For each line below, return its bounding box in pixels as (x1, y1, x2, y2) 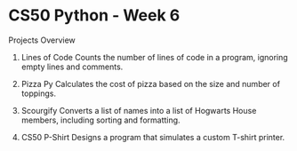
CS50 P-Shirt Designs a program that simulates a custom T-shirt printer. (20, 131, 285, 142)
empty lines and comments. (20, 61, 124, 72)
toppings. (20, 88, 57, 99)
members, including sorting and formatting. (20, 115, 181, 125)
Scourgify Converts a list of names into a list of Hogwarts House (20, 105, 257, 115)
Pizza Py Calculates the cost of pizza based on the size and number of (20, 78, 281, 89)
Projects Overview (8, 35, 76, 45)
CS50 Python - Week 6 (8, 5, 181, 26)
